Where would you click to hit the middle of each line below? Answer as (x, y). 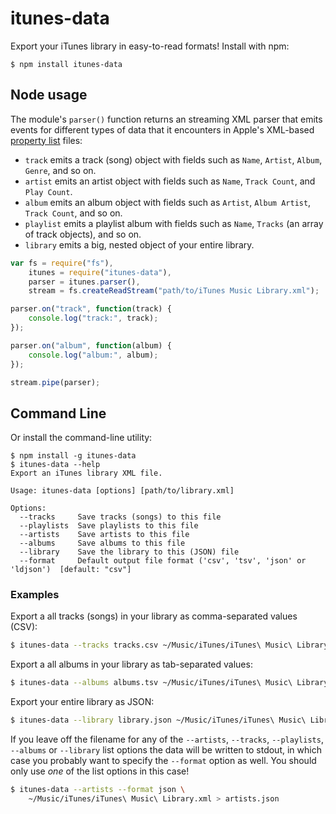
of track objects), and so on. (83, 234)
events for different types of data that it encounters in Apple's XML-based (162, 129)
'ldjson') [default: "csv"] (71, 570)
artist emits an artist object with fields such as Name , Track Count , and (170, 181)
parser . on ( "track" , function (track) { (91, 309)
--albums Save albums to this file (102, 543)
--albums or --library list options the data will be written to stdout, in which (166, 750)
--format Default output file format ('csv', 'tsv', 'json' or (163, 561)
